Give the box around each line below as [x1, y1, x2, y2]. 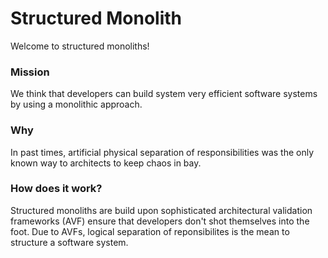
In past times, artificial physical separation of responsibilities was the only [10, 146, 315, 158]
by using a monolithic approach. [10, 98, 143, 111]
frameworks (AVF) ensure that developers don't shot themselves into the [10, 215, 310, 227]
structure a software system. [10, 236, 129, 248]
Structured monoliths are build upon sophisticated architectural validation [10, 204, 313, 216]
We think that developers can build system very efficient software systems [10, 88, 318, 100]
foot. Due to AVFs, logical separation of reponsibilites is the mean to [10, 225, 290, 237]
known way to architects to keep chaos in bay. [10, 157, 202, 169]
